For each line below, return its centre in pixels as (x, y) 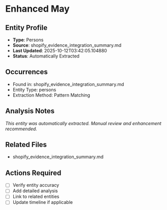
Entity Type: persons (34, 89)
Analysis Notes (30, 111)
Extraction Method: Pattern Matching (51, 95)
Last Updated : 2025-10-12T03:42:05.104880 (60, 51)
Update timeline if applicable (43, 202)
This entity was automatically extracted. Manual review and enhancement (83, 123)
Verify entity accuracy (36, 185)
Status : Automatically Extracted (46, 56)
